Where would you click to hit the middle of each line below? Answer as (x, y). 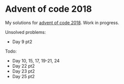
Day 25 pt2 (23, 76)
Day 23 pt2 (24, 71)
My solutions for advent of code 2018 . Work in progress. (62, 23)
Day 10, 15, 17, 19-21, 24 (36, 60)
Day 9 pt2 (22, 42)
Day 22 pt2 (24, 66)
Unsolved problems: (26, 32)
